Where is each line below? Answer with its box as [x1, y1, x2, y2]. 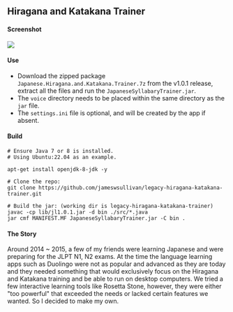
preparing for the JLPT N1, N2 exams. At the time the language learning [7, 253, 213, 261]
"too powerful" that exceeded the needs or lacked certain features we [7, 290, 209, 298]
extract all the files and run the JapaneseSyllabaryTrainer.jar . [17, 87, 197, 95]
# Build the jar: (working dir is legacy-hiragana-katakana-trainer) [7, 202, 214, 209]
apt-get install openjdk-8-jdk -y [7, 166, 108, 173]
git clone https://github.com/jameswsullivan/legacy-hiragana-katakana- [7, 184, 223, 191]
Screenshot [7, 24, 42, 34]
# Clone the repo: [7, 178, 61, 185]
